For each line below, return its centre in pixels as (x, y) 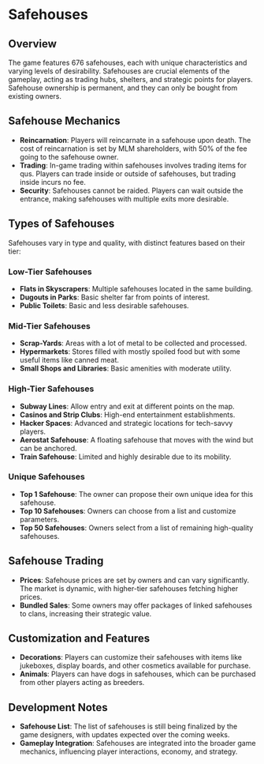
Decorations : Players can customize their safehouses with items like (131, 657)
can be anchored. (48, 448)
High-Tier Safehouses (51, 389)
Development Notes (58, 708)
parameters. (39, 519)
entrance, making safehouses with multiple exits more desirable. (124, 198)
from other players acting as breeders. (82, 683)
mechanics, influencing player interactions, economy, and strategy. (128, 751)
